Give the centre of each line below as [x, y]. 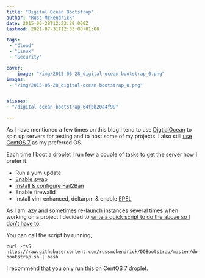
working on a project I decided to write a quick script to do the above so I [98, 217]
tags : [13, 40]
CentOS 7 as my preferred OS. [45, 143]
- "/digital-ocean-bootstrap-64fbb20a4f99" [63, 107]
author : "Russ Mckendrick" [41, 18]
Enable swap [31, 179]
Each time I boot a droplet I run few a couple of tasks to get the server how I [102, 154]
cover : [15, 68]
